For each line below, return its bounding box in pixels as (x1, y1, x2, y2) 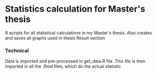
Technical (5, 47, 29, 54)
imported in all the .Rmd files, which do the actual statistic (5, 63, 121, 69)
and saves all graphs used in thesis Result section (5, 35, 105, 41)
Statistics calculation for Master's (5, 3, 145, 15)
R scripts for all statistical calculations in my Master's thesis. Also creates (5, 30, 152, 36)
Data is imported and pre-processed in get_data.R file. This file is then (5, 58, 146, 64)
